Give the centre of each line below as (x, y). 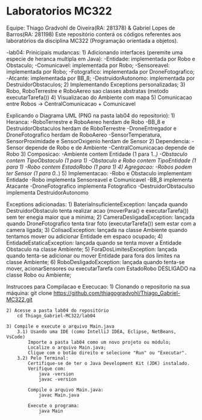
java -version (56, 374)
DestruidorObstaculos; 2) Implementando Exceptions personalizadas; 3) (96, 84)
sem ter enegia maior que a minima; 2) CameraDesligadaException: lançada (100, 217)
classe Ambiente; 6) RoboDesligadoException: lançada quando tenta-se (96, 262)
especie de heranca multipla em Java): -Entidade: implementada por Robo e (101, 59)
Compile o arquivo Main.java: (66, 390)
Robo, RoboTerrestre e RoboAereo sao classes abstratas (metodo (87, 91)
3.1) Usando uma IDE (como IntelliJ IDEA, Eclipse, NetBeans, (97, 331)
